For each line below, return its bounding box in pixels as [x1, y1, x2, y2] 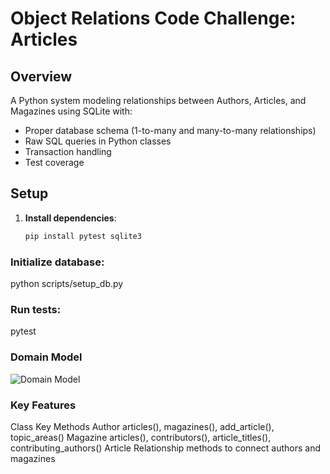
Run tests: [10, 302, 62, 316]
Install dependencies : [24, 212, 117, 224]
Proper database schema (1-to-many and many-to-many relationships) [24, 125, 317, 136]
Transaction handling [24, 146, 112, 157]
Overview [10, 68, 73, 85]
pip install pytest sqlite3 [24, 231, 142, 241]
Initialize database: [10, 255, 105, 269]
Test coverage [24, 157, 85, 168]
